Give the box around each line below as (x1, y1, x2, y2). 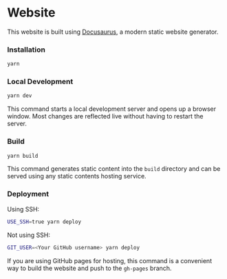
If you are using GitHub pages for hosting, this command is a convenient (7, 256, 212, 265)
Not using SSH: (7, 231, 50, 239)
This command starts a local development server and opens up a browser (7, 105, 217, 113)
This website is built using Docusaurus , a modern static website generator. (7, 28, 219, 36)
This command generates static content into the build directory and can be (7, 165, 221, 173)
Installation (7, 45, 46, 54)
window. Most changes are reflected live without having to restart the (7, 112, 204, 121)
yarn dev (7, 92, 32, 99)
